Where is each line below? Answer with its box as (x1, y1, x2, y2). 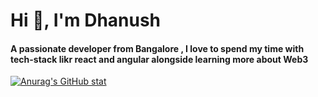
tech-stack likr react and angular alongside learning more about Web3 (10, 53, 309, 65)
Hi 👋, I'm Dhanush (10, 9, 162, 32)
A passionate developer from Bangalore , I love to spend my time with (10, 42, 305, 54)
